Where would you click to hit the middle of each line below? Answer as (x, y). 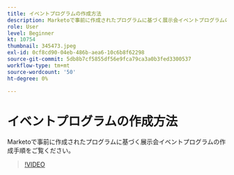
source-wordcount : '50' (42, 72)
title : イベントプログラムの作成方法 (55, 14)
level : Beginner (31, 33)
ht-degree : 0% (28, 78)
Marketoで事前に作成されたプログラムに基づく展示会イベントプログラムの (114, 142)
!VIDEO (34, 165)
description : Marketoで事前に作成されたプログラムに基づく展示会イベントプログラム (116, 20)
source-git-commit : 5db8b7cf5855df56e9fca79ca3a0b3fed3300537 (99, 59)
